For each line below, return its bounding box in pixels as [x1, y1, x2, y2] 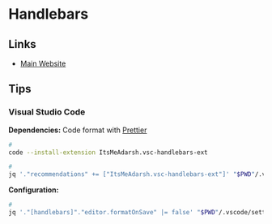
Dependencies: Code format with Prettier [8, 125, 147, 135]
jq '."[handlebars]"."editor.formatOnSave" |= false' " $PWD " [8, 209, 219, 217]
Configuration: [8, 185, 59, 195]
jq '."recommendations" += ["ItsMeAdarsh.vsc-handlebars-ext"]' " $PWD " [8, 170, 255, 179]
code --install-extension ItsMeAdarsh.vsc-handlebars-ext [8, 148, 208, 157]
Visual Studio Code [8, 106, 86, 118]
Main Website [19, 58, 66, 68]
